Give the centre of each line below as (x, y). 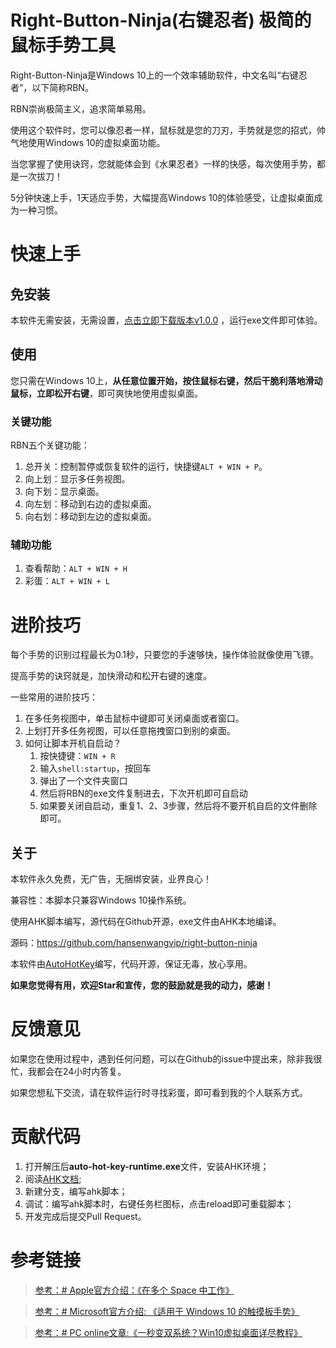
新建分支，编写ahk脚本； (76, 1191)
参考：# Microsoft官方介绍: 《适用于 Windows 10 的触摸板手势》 (167, 1311)
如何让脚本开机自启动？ (73, 743)
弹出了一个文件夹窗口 (83, 781)
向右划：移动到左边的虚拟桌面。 (90, 517)
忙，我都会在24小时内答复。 (68, 1072)
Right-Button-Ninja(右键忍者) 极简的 (161, 20)
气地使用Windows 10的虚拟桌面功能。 (88, 142)
